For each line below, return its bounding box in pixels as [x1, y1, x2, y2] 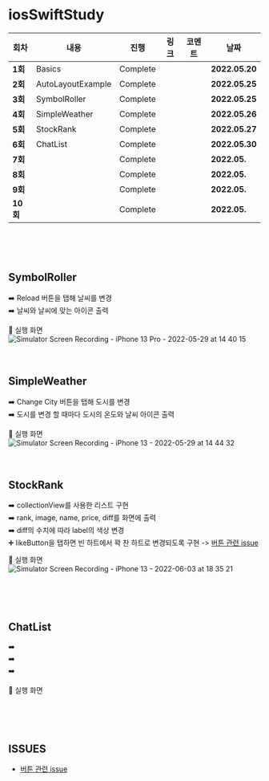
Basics [35, 63, 62, 74]
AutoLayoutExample [35, 78, 112, 89]
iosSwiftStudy [8, 6, 105, 24]
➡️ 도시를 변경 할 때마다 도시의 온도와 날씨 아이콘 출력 [8, 409, 175, 419]
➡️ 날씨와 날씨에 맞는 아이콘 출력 [8, 305, 109, 315]
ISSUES [8, 742, 46, 755]
